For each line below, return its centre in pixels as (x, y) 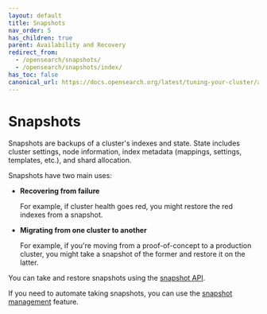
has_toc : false (33, 75)
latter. (29, 262)
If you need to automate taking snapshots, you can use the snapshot (120, 293)
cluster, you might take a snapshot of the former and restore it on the (133, 254)
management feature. (44, 302)
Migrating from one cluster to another (83, 231)
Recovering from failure (60, 191)
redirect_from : (33, 52)
